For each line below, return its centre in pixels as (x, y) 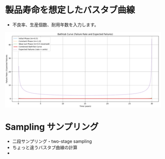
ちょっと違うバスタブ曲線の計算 (45, 148)
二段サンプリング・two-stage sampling (52, 141)
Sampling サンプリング (52, 127)
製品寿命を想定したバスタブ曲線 (70, 10)
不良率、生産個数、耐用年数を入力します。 (55, 25)
